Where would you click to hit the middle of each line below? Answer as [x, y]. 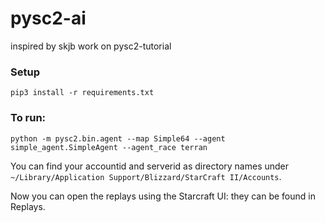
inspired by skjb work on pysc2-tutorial [91, 46]
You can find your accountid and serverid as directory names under [150, 166]
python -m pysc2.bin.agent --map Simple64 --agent [118, 138]
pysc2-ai [48, 18]
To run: [28, 118]
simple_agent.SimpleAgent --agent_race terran [109, 147]
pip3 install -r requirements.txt [82, 93]
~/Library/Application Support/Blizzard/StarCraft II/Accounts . [146, 176]
